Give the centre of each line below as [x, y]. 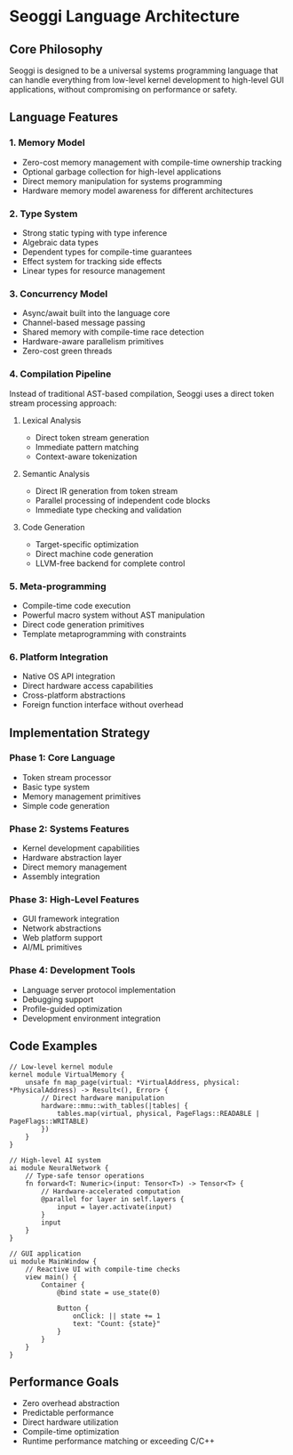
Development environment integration [91, 1018]
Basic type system [56, 787]
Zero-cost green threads [67, 351]
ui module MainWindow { [53, 1261]
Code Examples [53, 1046]
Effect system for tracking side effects [92, 261]
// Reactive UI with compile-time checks [103, 1269]
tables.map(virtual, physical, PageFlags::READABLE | [158, 1113]
